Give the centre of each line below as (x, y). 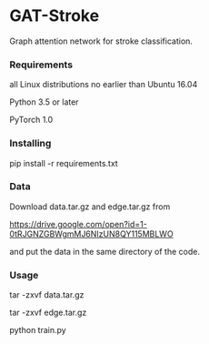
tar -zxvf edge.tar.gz (48, 313)
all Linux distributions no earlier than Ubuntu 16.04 (104, 85)
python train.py (38, 330)
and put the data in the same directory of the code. (104, 251)
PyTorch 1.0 (31, 120)
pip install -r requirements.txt (64, 163)
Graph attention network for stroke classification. (101, 41)
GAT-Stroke (55, 16)
